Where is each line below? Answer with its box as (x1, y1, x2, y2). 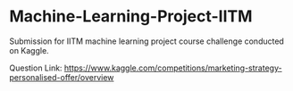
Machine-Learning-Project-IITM (9, 6, 253, 27)
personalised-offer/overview (9, 71, 114, 82)
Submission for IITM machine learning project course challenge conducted (9, 36, 284, 46)
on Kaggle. (9, 45, 49, 55)
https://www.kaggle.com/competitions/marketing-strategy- (63, 62, 283, 73)
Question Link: (9, 62, 63, 73)
